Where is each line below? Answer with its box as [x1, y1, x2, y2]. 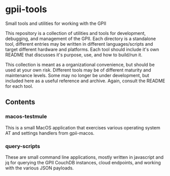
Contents [5, 98, 36, 107]
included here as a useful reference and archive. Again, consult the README [5, 78, 165, 84]
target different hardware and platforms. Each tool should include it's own [5, 46, 159, 52]
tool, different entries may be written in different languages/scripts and [5, 41, 153, 47]
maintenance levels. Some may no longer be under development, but [5, 72, 150, 78]
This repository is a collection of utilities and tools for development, [5, 30, 146, 36]
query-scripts [5, 143, 41, 150]
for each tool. [5, 83, 33, 89]
